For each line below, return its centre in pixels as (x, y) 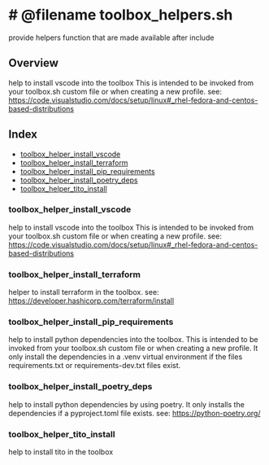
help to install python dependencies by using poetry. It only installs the (127, 404)
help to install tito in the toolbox (61, 452)
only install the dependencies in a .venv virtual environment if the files (126, 357)
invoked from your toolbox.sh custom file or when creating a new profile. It (133, 349)
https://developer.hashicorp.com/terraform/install (91, 301)
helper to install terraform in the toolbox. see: (84, 292)
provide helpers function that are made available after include (111, 37)
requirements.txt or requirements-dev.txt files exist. (95, 366)
